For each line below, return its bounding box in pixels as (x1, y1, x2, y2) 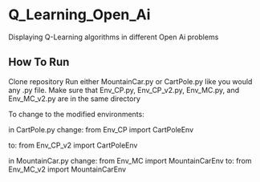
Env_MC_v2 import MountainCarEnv (8, 164, 127, 174)
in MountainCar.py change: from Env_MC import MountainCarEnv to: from (8, 156, 252, 165)
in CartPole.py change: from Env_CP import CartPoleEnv (8, 124, 194, 134)
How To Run (8, 55, 70, 69)
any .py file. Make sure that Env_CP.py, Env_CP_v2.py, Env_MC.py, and (8, 85, 240, 95)
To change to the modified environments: (8, 109, 144, 119)
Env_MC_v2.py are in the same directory (8, 94, 140, 103)
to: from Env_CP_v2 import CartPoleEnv (8, 140, 138, 150)
